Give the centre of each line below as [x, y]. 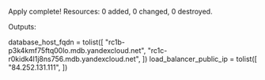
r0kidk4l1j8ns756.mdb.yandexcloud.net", [74, 59]
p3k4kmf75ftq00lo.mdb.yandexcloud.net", [77, 50]
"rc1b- [115, 42]
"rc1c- [157, 50]
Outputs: [23, 27]
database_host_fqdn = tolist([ [56, 42]
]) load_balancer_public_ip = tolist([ [199, 59]
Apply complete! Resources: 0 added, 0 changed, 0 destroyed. [110, 11]
